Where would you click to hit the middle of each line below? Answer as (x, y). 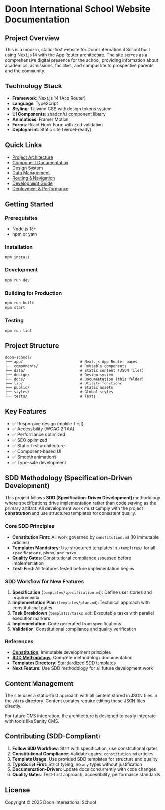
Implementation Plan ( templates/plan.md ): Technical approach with (81, 602)
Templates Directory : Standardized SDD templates (64, 663)
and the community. (25, 71)
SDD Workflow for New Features (45, 581)
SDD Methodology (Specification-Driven (68, 478)
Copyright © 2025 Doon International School (50, 802)
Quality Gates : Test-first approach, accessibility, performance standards (86, 774)
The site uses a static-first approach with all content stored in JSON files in (81, 696)
